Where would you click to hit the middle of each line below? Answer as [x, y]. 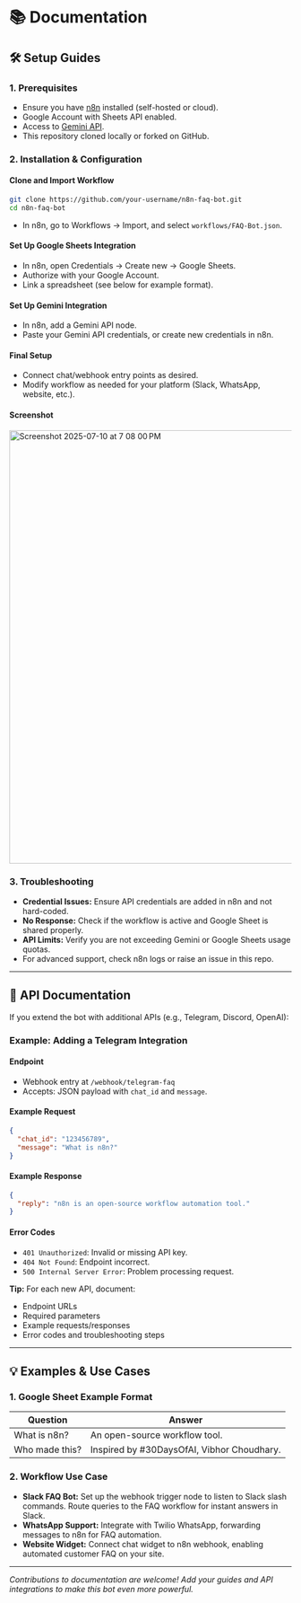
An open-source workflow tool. [156, 1435]
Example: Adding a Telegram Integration [99, 1040]
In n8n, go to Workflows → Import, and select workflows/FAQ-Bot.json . [152, 225]
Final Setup [31, 355]
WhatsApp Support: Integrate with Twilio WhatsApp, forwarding [142, 1525]
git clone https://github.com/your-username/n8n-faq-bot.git [126, 199]
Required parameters [61, 1316]
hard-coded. [45, 911]
